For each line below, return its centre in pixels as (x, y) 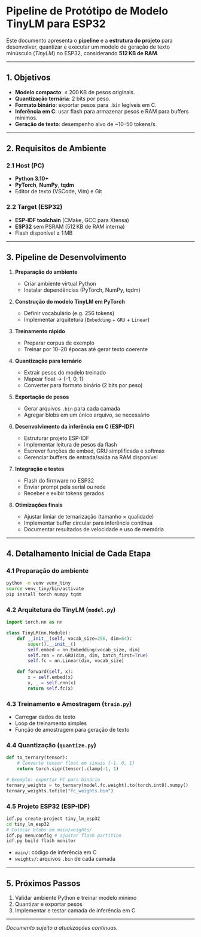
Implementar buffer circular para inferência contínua (88, 523)
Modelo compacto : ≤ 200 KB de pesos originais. (75, 92)
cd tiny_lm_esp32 (28, 824)
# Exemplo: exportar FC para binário (53, 780)
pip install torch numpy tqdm (44, 594)
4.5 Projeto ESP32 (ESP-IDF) (48, 806)
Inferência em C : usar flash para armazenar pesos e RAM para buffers (102, 111)
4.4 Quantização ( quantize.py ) (51, 745)
